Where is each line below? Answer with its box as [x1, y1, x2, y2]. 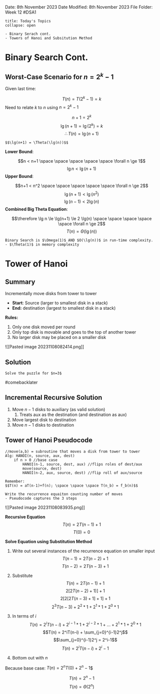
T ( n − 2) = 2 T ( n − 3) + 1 [61, 563, 109, 569]
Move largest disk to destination [12, 416, 76, 423]
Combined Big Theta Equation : [5, 206, 68, 212]
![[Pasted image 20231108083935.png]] [5, 504, 85, 510]
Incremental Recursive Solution [5, 394, 103, 402]
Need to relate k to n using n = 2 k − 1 [5, 103, 79, 110]
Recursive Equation [5, 514, 45, 520]
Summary [5, 278, 36, 286]
